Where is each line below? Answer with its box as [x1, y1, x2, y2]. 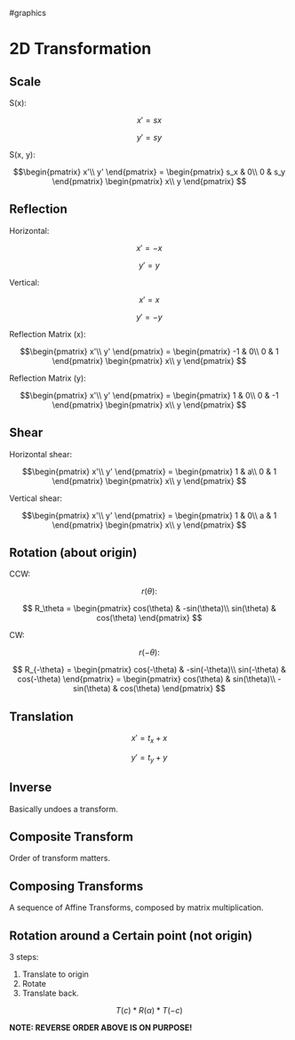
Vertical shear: [9, 493, 63, 504]
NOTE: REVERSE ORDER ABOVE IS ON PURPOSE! [9, 1022, 193, 1033]
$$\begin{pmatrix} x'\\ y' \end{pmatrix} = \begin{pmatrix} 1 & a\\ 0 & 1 [21, 466, 277, 477]
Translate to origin [21, 969, 89, 980]
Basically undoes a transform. [9, 803, 118, 814]
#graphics [9, 8, 47, 18]
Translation [9, 709, 74, 724]
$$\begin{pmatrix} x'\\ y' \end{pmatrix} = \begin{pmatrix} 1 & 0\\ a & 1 [21, 510, 277, 520]
